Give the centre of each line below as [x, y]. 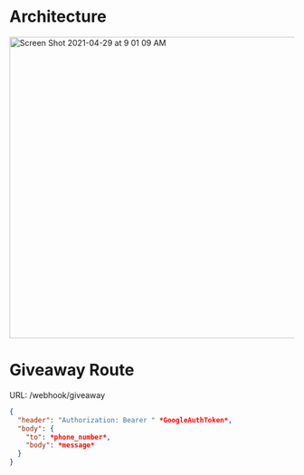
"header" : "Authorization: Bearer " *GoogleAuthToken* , [125, 420]
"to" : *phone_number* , [68, 437]
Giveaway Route [72, 370]
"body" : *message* [60, 445]
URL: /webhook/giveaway [57, 394]
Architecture [58, 17]
